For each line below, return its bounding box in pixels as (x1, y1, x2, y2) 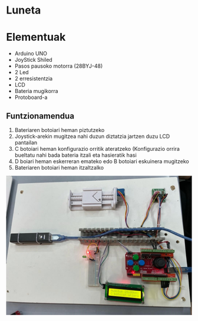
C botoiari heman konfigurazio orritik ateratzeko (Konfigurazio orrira (14, 145, 180, 152)
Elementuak (6, 31, 66, 44)
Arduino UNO (14, 50, 48, 57)
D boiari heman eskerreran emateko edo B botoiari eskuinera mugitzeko (14, 157, 190, 165)
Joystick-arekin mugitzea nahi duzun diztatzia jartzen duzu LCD (14, 133, 170, 140)
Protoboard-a (14, 94, 48, 101)
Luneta (6, 4, 41, 17)
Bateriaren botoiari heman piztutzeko (14, 126, 105, 133)
